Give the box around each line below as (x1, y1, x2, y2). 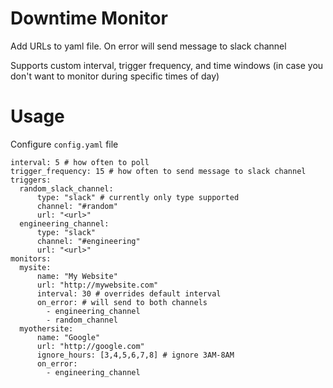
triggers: (10, 175, 52, 185)
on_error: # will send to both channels (36, 297, 208, 307)
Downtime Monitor (10, 7, 168, 30)
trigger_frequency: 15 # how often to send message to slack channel (10, 166, 307, 176)
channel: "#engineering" (36, 236, 141, 246)
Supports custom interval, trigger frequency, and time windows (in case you (10, 59, 324, 71)
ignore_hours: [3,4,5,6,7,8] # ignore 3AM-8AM (36, 350, 235, 360)
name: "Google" (36, 332, 101, 342)
